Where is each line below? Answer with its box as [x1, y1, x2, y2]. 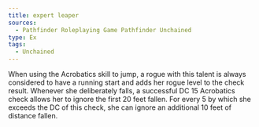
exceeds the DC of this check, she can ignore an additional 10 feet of [8, 103, 232, 112]
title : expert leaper [8, 11, 80, 20]
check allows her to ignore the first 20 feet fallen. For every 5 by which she [8, 95, 252, 103]
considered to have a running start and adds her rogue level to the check [8, 78, 245, 87]
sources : [8, 19, 37, 27]
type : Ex [8, 33, 37, 42]
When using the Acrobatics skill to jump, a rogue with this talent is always [8, 70, 246, 78]
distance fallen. [8, 111, 58, 120]
